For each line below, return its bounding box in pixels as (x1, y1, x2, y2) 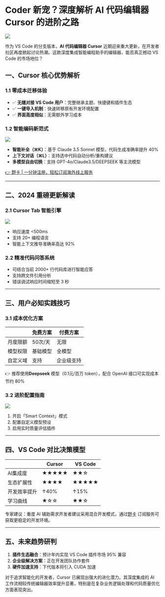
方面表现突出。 (5, 586, 35, 593)
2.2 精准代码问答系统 (5, 254, 55, 261)
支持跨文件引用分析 (12, 272, 52, 278)
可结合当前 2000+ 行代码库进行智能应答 (12, 266, 93, 272)
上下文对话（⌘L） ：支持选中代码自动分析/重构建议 (12, 152, 113, 158)
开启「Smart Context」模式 (12, 413, 68, 418)
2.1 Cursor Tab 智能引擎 (5, 207, 61, 214)
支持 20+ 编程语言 (12, 235, 49, 240)
